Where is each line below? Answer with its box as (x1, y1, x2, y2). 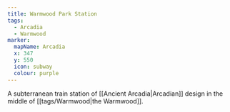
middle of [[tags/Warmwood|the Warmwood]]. (7, 96, 144, 105)
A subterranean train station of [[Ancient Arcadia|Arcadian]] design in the (7, 89, 224, 98)
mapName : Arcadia (14, 43, 66, 50)
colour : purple (14, 69, 59, 77)
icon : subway (14, 63, 53, 70)
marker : (7, 37, 31, 44)
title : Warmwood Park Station (7, 10, 98, 18)
